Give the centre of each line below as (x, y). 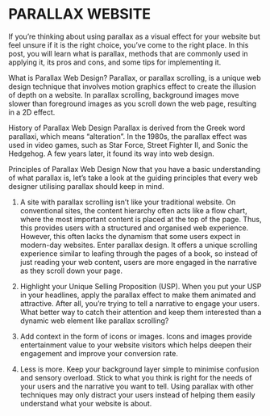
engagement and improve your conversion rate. (99, 353)
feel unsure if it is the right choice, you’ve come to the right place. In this (129, 44)
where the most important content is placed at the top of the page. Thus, (141, 219)
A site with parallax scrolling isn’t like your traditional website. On (128, 202)
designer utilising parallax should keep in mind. (86, 186)
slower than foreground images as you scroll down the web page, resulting (133, 103)
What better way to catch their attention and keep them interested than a (141, 312)
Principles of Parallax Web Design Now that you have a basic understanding (134, 169)
